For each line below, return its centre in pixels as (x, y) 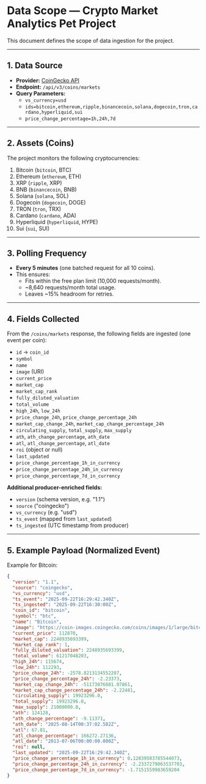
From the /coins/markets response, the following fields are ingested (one (99, 334)
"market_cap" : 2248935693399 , (51, 639)
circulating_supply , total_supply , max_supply (74, 430)
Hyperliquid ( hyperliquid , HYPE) (57, 222)
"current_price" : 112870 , (46, 633)
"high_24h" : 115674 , (39, 662)
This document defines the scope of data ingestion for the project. (91, 40)
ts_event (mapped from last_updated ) (64, 519)
